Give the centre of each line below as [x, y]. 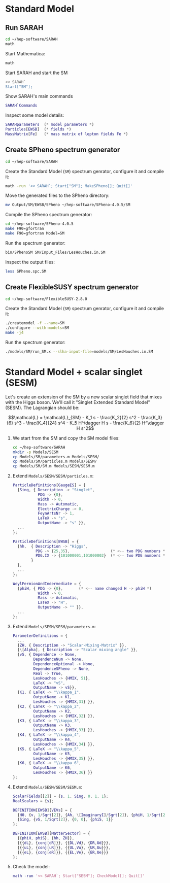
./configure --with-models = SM [37, 328]
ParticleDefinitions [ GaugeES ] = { [49, 485]
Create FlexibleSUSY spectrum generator [72, 287]
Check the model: [31, 867]
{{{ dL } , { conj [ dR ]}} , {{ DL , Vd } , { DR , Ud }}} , [64, 843]
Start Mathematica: [25, 53]
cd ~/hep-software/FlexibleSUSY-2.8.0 [46, 299]
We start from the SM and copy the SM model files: [66, 438]
